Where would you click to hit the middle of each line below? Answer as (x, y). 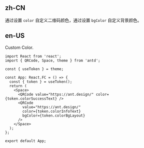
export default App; (26, 141)
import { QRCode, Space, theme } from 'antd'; (53, 60)
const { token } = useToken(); (41, 82)
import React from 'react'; (33, 56)
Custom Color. (19, 47)
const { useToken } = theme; (34, 69)
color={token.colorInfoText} (52, 111)
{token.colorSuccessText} (31, 99)
